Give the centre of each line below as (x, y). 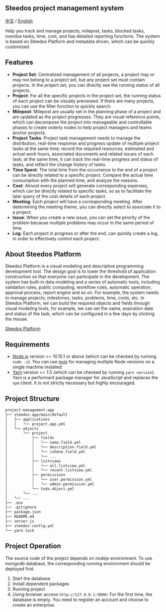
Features (19, 63)
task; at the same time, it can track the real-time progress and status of (85, 159)
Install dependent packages (41, 584)
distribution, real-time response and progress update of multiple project (86, 143)
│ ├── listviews (33, 461)
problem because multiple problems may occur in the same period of (83, 223)
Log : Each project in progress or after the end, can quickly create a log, (85, 233)
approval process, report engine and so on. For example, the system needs (82, 293)
